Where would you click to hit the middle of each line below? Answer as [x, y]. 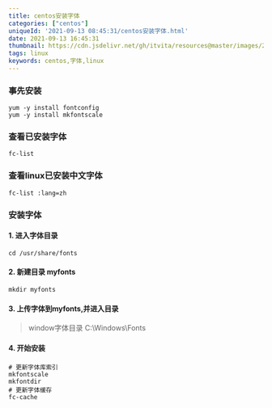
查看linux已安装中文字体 [55, 176]
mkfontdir [25, 381]
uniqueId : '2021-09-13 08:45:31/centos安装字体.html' [98, 31]
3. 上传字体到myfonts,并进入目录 [64, 309]
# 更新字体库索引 [33, 367]
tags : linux [28, 53]
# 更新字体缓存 [30, 390]
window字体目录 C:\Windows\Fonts [87, 328]
